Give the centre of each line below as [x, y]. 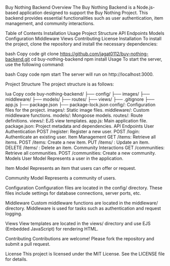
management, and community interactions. [50, 23]
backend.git [18, 59]
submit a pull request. [28, 244]
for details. [16, 259]
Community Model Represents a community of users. [61, 178]
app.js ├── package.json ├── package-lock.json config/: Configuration [80, 105]
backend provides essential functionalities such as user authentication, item [84, 18]
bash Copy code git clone [32, 54]
